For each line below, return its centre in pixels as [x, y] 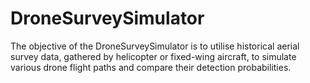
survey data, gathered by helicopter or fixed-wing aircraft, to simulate [153, 56]
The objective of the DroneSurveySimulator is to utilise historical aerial [155, 46]
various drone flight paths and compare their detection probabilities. [151, 67]
